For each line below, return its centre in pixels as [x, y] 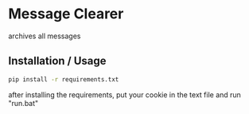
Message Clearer [66, 14]
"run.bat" [23, 103]
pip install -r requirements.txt [64, 79]
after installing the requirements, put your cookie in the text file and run [124, 94]
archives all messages [45, 36]
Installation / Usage [57, 61]
